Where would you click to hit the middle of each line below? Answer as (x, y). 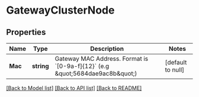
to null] (175, 70)
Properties (26, 32)
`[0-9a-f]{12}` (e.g (82, 66)
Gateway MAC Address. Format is (102, 59)
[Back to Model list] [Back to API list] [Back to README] (74, 88)
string (40, 66)
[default (176, 62)
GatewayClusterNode (60, 10)
